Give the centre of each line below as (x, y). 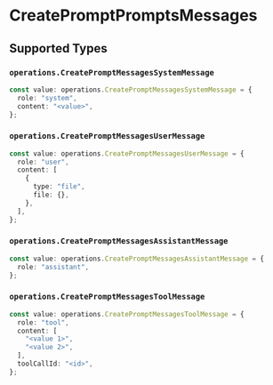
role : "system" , (47, 98)
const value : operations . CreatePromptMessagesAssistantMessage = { (137, 259)
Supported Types (59, 48)
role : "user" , (43, 162)
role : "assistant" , (53, 267)
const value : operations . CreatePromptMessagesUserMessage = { (127, 153)
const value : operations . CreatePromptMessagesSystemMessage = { (131, 90)
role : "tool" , (43, 322)
